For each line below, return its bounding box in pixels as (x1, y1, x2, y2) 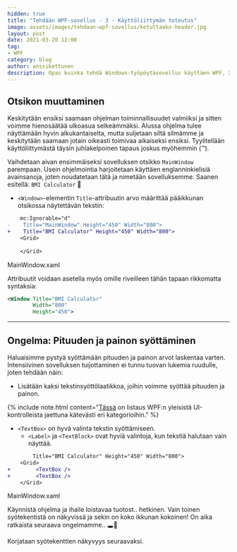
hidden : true (7, 10, 46, 18)
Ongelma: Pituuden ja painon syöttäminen (7, 334, 196, 346)
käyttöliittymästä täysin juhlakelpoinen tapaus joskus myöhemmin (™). (7, 144, 209, 152)
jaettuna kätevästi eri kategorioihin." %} (44, 410, 159, 419)
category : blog (7, 56, 52, 63)
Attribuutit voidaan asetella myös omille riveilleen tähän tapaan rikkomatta (7, 274, 221, 283)
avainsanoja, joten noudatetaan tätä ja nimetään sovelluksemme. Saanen (7, 173, 219, 181)
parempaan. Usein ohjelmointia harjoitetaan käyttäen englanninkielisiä (7, 165, 210, 173)
